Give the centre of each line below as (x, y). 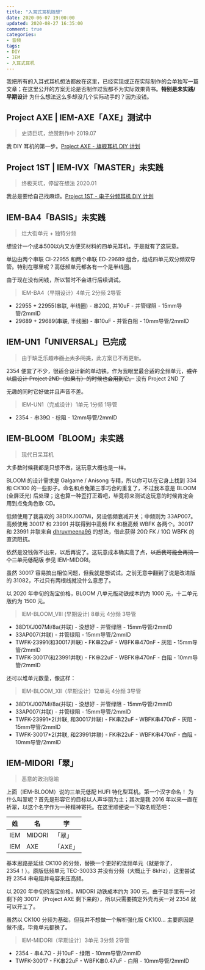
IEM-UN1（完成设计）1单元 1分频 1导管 (69, 404)
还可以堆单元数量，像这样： (41, 678)
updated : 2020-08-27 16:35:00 (45, 23)
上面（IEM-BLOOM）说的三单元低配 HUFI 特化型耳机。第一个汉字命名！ (97, 792)
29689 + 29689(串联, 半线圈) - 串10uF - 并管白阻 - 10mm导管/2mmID (102, 320)
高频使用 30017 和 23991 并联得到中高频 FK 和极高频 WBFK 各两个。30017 (100, 524)
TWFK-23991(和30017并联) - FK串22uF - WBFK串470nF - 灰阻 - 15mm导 (106, 642)
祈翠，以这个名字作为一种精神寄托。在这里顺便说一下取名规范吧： (89, 807)
